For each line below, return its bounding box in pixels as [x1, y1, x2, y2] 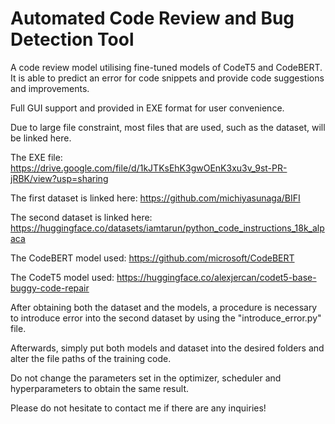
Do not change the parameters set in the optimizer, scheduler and [10, 372, 282, 384]
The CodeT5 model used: [10, 271, 115, 283]
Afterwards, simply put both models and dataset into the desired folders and [10, 342, 325, 354]
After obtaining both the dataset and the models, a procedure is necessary [10, 301, 318, 313]
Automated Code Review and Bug [10, 7, 295, 30]
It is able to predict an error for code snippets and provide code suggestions [10, 72, 325, 84]
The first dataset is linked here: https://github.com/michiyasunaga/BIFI [10, 192, 301, 204]
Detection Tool [10, 28, 135, 51]
